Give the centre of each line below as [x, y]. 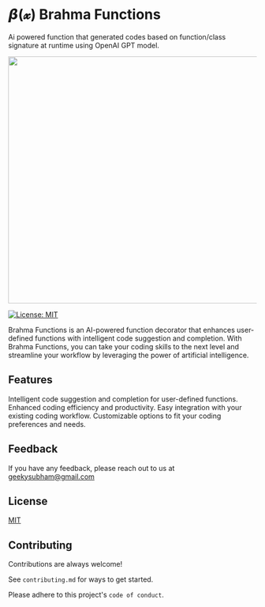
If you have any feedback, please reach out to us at [91, 468]
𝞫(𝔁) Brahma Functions [85, 15]
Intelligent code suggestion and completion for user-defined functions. [123, 399]
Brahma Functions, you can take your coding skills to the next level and [123, 346]
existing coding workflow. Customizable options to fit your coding [115, 416]
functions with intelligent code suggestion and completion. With [138, 338]
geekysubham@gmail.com [51, 477]
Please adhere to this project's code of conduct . [86, 595]
